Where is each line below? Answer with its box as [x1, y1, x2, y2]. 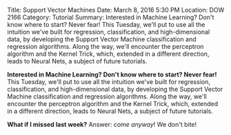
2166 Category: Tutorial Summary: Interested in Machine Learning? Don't [7, 13, 214, 21]
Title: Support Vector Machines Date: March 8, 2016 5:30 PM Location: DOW [7, 6, 225, 14]
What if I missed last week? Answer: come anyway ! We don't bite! [7, 121, 197, 128]
